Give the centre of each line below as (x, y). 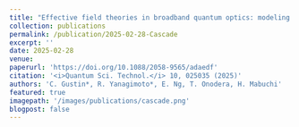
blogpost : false (39, 109)
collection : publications (57, 26)
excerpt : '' (31, 42)
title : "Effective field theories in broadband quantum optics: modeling (150, 17)
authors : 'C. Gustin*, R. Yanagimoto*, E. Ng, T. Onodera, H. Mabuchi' (145, 84)
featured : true (38, 92)
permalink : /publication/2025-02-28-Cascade (94, 34)
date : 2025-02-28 (42, 51)
